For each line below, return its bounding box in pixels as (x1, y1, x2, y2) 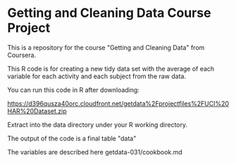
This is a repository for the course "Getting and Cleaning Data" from (7, 43, 205, 52)
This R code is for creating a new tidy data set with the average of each (7, 64, 215, 73)
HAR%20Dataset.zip (7, 107, 67, 115)
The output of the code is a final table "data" (7, 134, 137, 143)
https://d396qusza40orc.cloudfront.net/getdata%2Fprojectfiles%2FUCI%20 (7, 99, 230, 107)
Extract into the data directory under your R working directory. (7, 120, 188, 128)
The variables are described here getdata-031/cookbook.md (7, 147, 183, 156)
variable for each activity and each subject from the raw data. (7, 72, 187, 80)
